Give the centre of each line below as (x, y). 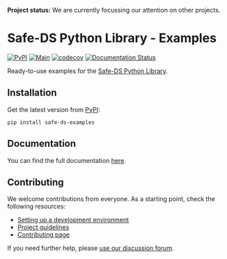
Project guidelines (43, 227)
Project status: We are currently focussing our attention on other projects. (114, 10)
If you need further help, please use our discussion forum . (91, 248)
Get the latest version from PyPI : (54, 109)
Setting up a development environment (73, 220)
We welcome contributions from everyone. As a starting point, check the (111, 199)
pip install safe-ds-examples (51, 122)
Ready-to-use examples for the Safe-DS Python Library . (88, 71)
